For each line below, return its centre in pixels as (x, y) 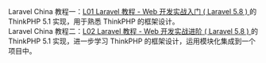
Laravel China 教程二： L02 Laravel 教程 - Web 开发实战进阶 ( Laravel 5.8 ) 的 (133, 31)
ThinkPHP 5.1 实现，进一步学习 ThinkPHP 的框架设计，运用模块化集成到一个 (132, 41)
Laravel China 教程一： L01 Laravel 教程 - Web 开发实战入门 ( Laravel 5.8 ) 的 (133, 11)
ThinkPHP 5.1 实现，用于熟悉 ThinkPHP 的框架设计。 (94, 21)
